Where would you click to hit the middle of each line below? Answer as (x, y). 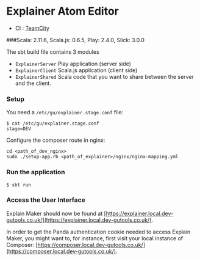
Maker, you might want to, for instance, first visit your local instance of (95, 238)
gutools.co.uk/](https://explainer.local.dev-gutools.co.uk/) (79, 220)
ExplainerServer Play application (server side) (73, 64)
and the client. (33, 83)
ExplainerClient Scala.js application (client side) (76, 70)
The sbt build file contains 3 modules (53, 52)
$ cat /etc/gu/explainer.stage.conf (53, 123)
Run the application (36, 172)
